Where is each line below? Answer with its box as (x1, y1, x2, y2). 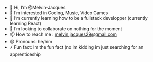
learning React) (9, 20, 41, 26)
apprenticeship (9, 51, 41, 57)
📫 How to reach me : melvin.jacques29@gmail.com (9, 31, 117, 37)
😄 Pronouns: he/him (9, 39, 52, 44)
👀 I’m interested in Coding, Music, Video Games (9, 10, 108, 16)
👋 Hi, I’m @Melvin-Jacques (9, 5, 66, 10)
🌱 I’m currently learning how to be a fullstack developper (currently (9, 15, 148, 21)
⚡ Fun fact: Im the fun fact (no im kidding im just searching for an (9, 44, 144, 50)
